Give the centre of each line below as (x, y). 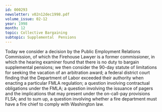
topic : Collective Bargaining (36, 33)
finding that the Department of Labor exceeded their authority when (74, 78)
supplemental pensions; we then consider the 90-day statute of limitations (81, 67)
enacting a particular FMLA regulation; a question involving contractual (78, 83)
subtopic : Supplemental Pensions (41, 38)
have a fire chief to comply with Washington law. (54, 104)
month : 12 (15, 28)
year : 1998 (16, 24)
